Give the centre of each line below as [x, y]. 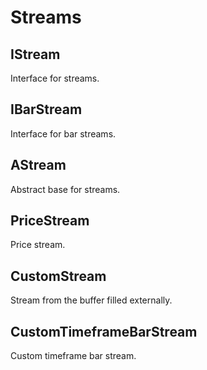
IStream [35, 54]
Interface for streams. [55, 78]
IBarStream [46, 109]
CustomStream [58, 276]
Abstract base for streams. [65, 189]
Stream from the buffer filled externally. [91, 300]
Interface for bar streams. [63, 133]
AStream [38, 165]
